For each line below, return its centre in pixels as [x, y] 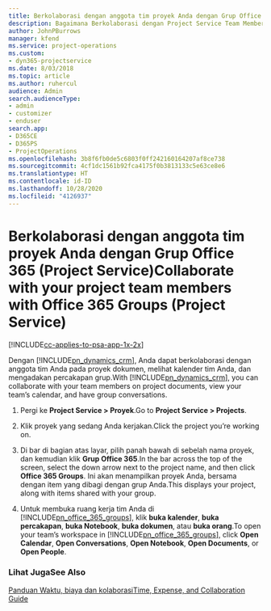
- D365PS [23, 143]
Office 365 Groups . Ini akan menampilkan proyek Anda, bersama [128, 476]
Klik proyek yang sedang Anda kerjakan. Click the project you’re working [140, 426]
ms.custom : [27, 53]
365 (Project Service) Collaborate [121, 270]
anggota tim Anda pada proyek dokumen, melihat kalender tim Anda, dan [130, 369]
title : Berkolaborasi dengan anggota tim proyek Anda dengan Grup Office [135, 16]
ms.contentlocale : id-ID [50, 181]
